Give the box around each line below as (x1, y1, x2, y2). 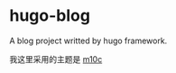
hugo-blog (9, 5, 90, 26)
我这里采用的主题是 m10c (9, 53, 103, 64)
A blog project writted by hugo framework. (9, 35, 168, 46)
